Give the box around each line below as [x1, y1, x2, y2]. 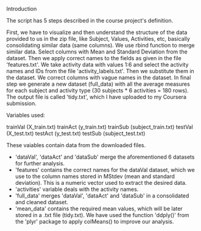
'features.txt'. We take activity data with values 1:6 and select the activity [6, 61, 189, 68]
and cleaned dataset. [15, 199, 69, 205]
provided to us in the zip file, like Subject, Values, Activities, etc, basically [6, 35, 191, 42]
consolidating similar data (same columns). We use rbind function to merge [6, 42, 195, 49]
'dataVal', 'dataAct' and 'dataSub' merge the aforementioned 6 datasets [15, 153, 195, 160]
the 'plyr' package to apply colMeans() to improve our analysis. [15, 218, 174, 225]
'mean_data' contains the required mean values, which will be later [15, 205, 183, 212]
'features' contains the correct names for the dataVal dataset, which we [15, 167, 195, 173]
